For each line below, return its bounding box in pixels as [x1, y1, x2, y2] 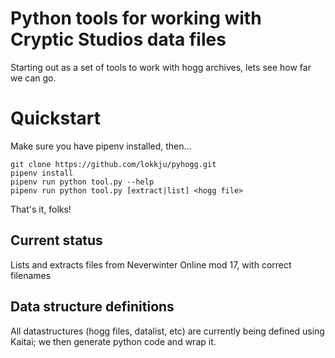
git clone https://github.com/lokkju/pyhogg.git [10, 159, 217, 169]
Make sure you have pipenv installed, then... [10, 140, 192, 152]
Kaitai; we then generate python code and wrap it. [10, 335, 217, 347]
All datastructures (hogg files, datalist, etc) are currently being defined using [10, 325, 325, 337]
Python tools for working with [10, 7, 262, 30]
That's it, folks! [10, 203, 72, 215]
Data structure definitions [10, 298, 175, 316]
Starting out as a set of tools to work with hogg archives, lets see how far [10, 61, 312, 73]
